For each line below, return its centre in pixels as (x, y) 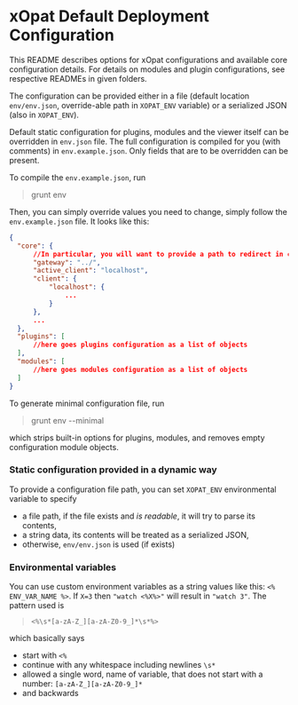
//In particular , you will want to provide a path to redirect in (158, 254)
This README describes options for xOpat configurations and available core (149, 59)
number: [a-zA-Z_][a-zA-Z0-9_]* (82, 684)
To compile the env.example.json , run (78, 177)
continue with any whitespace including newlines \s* (118, 665)
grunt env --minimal (67, 420)
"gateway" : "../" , (67, 262)
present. (24, 160)
